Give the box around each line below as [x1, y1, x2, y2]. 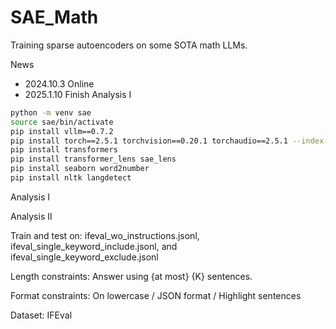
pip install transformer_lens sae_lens [10, 154, 177, 165]
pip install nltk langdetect [10, 173, 132, 183]
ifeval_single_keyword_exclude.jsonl [10, 251, 159, 263]
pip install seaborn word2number [10, 164, 150, 174]
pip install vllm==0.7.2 [10, 126, 114, 136]
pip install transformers [10, 145, 118, 155]
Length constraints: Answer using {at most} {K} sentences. [10, 270, 253, 282]
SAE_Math [10, 6, 99, 29]
